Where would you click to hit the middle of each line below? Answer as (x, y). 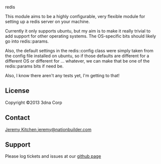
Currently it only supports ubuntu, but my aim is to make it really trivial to (78, 31)
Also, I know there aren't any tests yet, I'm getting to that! (63, 75)
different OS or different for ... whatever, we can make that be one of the (77, 61)
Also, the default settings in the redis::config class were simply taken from (79, 51)
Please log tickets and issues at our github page (53, 156)
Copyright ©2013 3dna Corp (34, 102)
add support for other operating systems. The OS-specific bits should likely (81, 36)
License (17, 91)
